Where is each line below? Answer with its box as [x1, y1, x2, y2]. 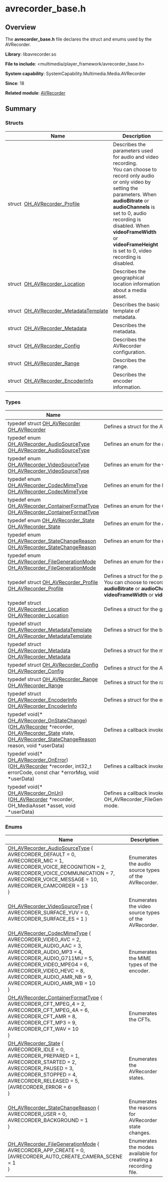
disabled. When [112, 222, 150, 229]
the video [128, 903, 151, 910]
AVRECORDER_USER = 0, [7, 1110, 67, 1117]
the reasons [128, 1104, 157, 1111]
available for [128, 1150, 158, 1157]
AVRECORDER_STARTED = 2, [7, 1059, 76, 1066]
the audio [128, 860, 151, 867]
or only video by [112, 178, 151, 185]
